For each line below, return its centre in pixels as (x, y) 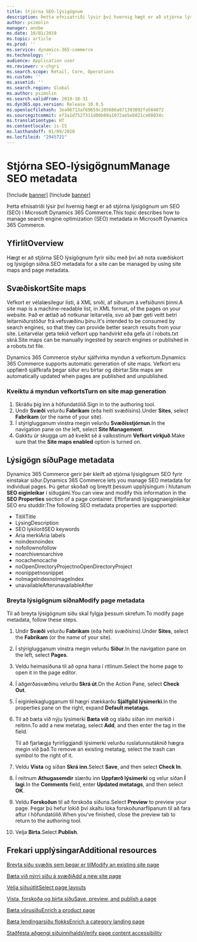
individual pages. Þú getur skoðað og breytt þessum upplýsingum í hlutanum (99, 487)
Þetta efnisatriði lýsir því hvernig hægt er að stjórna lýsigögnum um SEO (93, 206)
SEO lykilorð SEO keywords (47, 529)
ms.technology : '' (29, 55)
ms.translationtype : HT (36, 121)
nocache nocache (36, 561)
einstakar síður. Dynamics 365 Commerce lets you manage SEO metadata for (99, 480)
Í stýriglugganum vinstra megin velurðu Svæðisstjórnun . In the (90, 423)
